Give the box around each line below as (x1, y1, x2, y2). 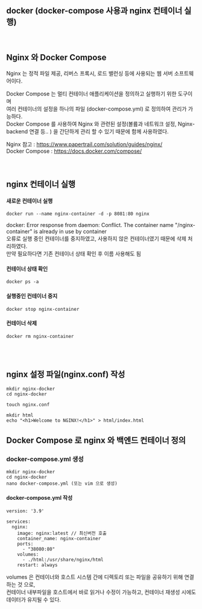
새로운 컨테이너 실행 (6, 197, 53, 204)
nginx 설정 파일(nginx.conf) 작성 (6, 369, 125, 380)
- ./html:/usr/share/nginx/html (22, 556, 104, 563)
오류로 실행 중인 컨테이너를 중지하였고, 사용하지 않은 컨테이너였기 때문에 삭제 (6, 235, 187, 243)
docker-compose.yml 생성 (6, 454, 84, 463)
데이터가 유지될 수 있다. (6, 596, 62, 603)
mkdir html (6, 412, 34, 418)
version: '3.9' (6, 508, 45, 514)
